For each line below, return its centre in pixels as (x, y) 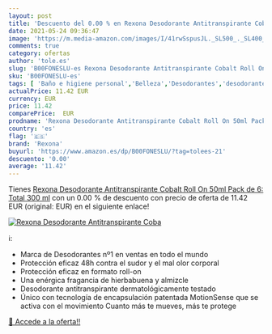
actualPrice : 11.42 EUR (49, 91)
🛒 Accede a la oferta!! (45, 322)
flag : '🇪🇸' (28, 136)
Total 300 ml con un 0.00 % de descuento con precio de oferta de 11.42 (128, 198)
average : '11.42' (38, 167)
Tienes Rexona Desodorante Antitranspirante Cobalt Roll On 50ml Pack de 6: (136, 189)
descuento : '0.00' (39, 159)
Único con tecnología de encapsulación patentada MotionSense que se (139, 298)
